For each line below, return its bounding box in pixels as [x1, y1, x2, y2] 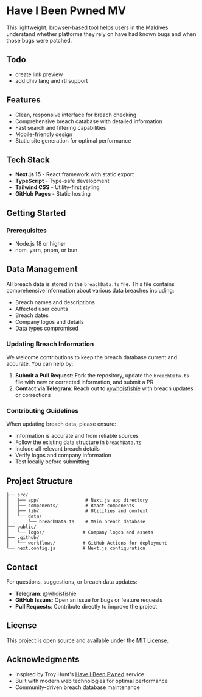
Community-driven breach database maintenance [15, 684, 140, 691]
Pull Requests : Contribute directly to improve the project [15, 603, 158, 610]
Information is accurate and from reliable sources [15, 432, 139, 440]
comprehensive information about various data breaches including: [6, 287, 175, 294]
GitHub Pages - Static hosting [15, 190, 91, 198]
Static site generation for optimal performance [15, 137, 131, 144]
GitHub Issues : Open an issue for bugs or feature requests [15, 596, 163, 604]
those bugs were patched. [6, 37, 72, 44]
